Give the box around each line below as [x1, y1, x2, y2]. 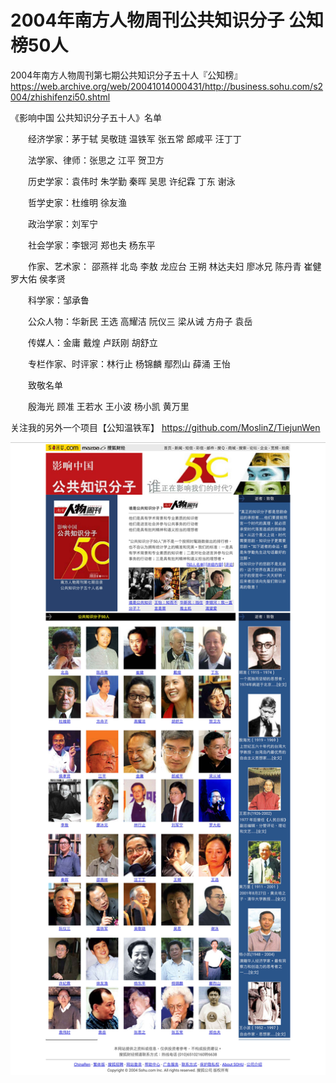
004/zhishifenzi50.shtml [10, 91, 111, 103]
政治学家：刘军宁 [27, 217, 98, 230]
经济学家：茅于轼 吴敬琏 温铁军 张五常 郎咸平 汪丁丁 [27, 132, 242, 145]
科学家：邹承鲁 [27, 294, 90, 306]
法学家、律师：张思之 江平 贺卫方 [27, 154, 165, 166]
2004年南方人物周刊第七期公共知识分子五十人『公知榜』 [10, 69, 243, 81]
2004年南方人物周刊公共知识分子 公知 [10, 9, 324, 32]
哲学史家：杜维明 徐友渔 [27, 196, 127, 208]
